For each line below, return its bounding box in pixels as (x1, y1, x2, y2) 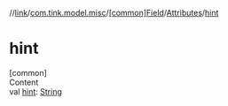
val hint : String (9, 86, 62, 96)
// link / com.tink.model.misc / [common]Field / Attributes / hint (9, 8, 219, 18)
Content (9, 77, 39, 87)
